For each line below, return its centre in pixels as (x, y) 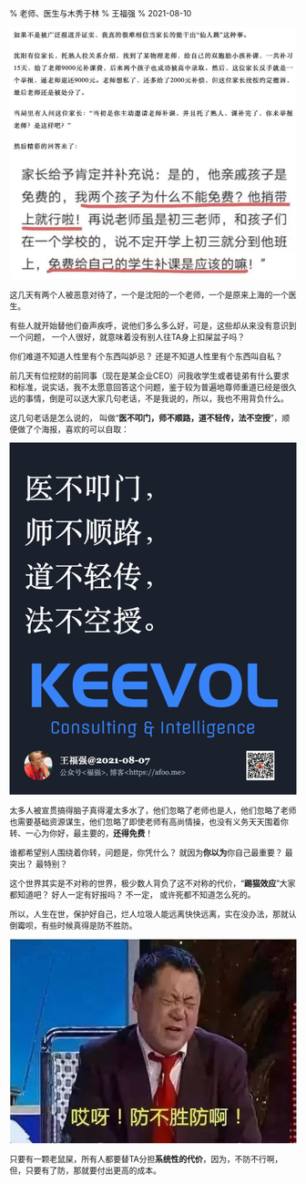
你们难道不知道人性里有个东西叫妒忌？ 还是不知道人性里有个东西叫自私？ (146, 356)
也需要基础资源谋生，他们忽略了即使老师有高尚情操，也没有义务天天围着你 (149, 822)
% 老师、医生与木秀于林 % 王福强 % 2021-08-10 (101, 13)
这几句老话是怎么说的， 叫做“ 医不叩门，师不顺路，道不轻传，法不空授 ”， (146, 418)
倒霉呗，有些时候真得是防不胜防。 (73, 926)
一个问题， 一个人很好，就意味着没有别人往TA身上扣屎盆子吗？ (127, 337)
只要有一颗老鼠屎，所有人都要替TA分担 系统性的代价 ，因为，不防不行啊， (146, 1159)
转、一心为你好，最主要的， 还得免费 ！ (81, 833)
